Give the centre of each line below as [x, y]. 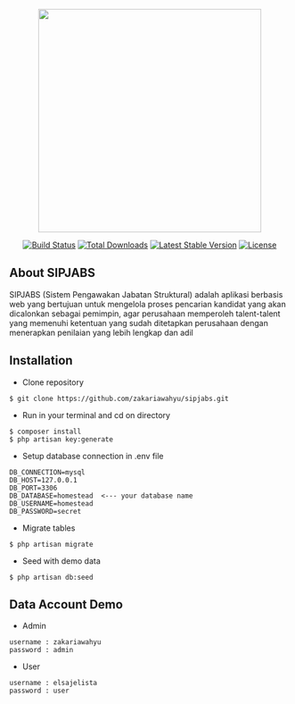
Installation [41, 360]
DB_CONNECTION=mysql [48, 472]
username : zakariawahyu [55, 642]
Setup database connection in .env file [93, 456]
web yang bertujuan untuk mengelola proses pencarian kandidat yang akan [148, 304]
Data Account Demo [66, 604]
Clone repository [53, 382]
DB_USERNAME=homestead [51, 503]
